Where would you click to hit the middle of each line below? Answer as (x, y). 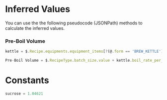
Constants (27, 80)
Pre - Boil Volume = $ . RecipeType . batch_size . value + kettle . (69, 61)
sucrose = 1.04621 (24, 94)
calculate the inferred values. (35, 28)
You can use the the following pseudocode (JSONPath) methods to (74, 23)
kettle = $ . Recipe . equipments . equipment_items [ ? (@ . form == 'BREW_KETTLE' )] (85, 51)
